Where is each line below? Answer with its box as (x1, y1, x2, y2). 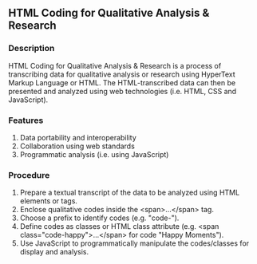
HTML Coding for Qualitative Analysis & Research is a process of (8, 61, 222, 70)
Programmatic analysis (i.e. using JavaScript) (19, 149, 169, 159)
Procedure (8, 169, 50, 180)
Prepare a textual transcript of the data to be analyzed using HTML (19, 187, 240, 198)
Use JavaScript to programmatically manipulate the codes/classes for (19, 238, 250, 248)
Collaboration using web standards (19, 141, 136, 151)
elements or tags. (19, 196, 78, 206)
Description (8, 43, 55, 54)
